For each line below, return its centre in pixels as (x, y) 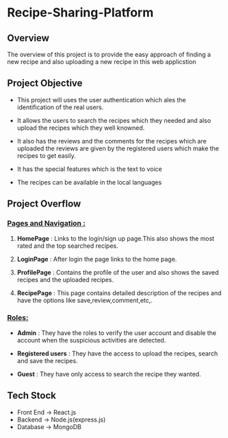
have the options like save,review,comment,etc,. (85, 300)
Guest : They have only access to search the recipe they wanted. (109, 374)
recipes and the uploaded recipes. (65, 279)
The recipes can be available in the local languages (89, 182)
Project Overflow (44, 204)
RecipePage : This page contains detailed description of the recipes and (119, 292)
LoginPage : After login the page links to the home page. (97, 259)
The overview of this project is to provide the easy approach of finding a (109, 54)
